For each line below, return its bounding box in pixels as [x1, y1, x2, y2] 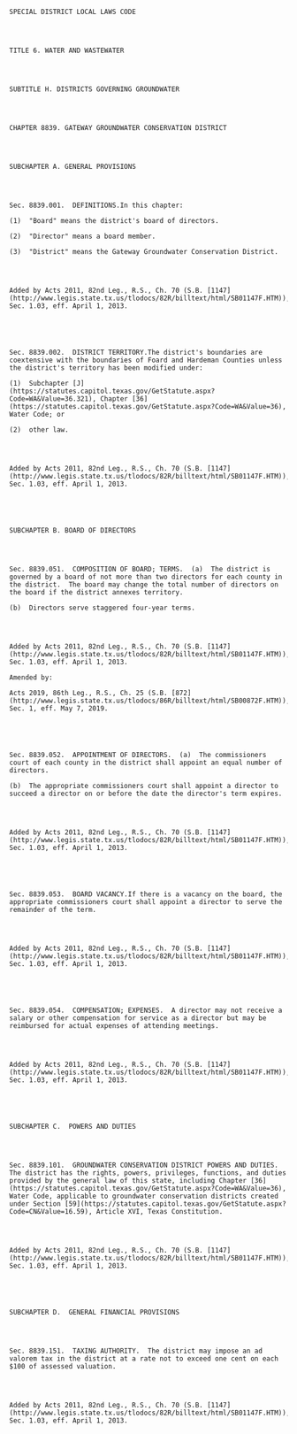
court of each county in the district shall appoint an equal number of [9, 758, 283, 767]
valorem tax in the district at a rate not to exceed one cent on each [9, 1354, 278, 1363]
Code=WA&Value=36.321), [9, 395, 97, 403]
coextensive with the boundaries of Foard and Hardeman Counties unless [9, 356, 283, 364]
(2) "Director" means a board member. [9, 232, 156, 241]
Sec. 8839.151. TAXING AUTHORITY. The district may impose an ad [9, 1346, 263, 1355]
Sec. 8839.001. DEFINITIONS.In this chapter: [9, 201, 184, 210]
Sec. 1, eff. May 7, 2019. [9, 704, 109, 713]
